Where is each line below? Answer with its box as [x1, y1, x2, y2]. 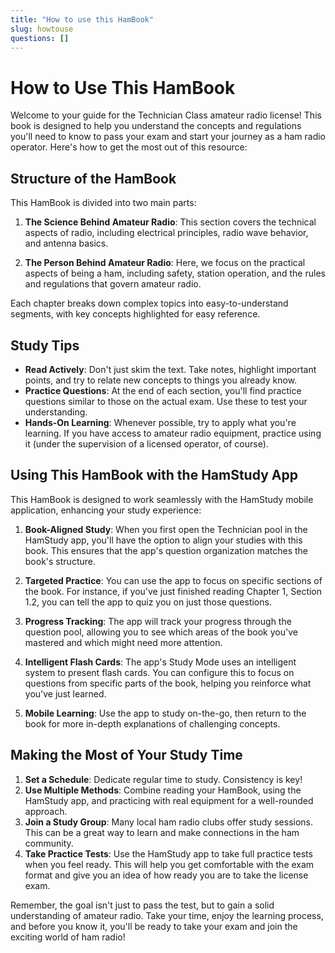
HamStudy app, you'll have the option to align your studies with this [24, 534, 303, 546]
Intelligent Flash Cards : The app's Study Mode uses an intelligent [24, 656, 297, 668]
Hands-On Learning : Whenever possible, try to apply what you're [24, 416, 297, 428]
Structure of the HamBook [10, 170, 177, 187]
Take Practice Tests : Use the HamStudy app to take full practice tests [24, 847, 313, 860]
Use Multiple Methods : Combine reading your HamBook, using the [24, 784, 302, 796]
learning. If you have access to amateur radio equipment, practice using [24, 427, 322, 439]
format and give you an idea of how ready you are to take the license [24, 869, 309, 881]
